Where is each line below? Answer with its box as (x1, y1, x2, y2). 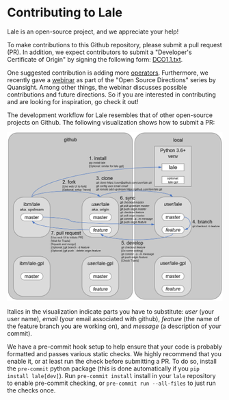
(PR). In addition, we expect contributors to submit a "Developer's (7, 48, 193, 56)
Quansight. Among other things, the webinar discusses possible (7, 83, 187, 91)
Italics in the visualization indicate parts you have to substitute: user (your (7, 308, 215, 316)
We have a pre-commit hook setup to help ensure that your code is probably (7, 342, 222, 351)
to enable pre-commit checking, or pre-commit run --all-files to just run (7, 379, 217, 388)
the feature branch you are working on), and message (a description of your (7, 322, 221, 330)
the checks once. (7, 386, 56, 395)
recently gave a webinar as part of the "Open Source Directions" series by (7, 75, 217, 84)
